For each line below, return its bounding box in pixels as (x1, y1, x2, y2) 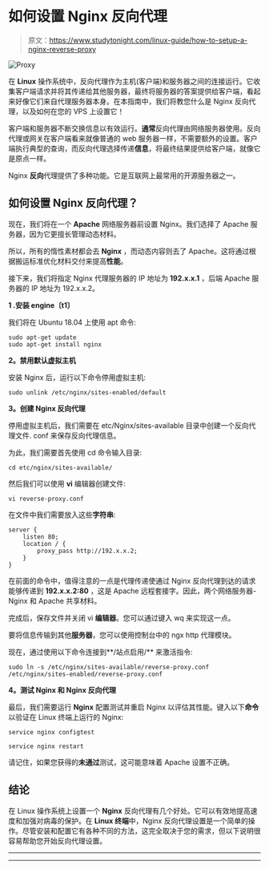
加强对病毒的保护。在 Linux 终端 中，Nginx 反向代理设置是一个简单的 (22, 815, 248, 826)
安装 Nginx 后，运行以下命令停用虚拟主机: (8, 372, 147, 382)
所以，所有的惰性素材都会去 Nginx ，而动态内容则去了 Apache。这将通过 (8, 246, 250, 256)
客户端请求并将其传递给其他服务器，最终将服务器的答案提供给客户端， (14, 86, 247, 96)
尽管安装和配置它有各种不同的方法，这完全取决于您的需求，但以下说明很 (22, 826, 261, 835)
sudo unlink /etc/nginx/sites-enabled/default (8, 388, 167, 397)
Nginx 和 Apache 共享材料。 (8, 596, 102, 605)
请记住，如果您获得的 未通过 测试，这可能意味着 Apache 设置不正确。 (8, 757, 235, 766)
